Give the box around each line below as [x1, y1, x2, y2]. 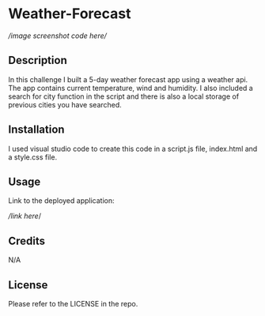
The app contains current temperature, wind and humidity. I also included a [8, 83, 253, 92]
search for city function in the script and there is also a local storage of [8, 92, 240, 101]
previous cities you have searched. [8, 100, 123, 109]
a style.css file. [8, 152, 58, 162]
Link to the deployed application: [8, 196, 115, 205]
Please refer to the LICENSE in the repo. [8, 299, 138, 308]
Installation [8, 123, 65, 137]
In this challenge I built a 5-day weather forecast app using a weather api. [8, 74, 248, 84]
